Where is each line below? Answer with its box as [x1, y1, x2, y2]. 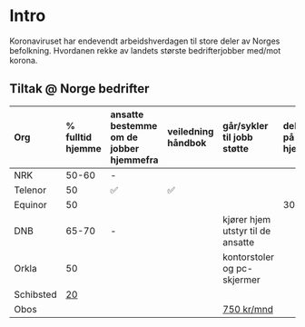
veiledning [167, 124, 214, 137]
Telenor [14, 183, 47, 196]
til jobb [221, 131, 253, 144]
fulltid [65, 131, 93, 144]
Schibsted [14, 288, 57, 301]
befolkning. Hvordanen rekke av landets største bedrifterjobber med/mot [9, 45, 281, 55]
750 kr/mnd [221, 302, 274, 315]
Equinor [14, 198, 47, 211]
